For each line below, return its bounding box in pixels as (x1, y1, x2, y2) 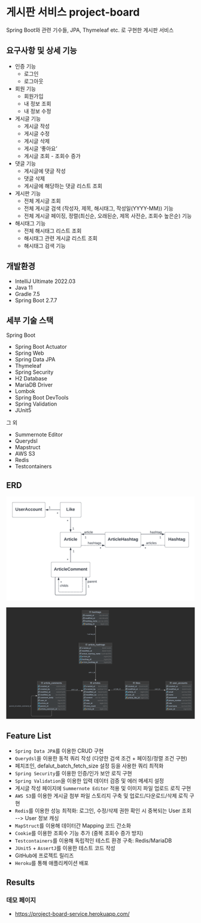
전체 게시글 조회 (23, 197, 61, 204)
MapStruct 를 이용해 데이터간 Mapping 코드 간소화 (14, 822, 132, 829)
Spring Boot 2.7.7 (14, 297, 57, 304)
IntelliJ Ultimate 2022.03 (14, 278, 76, 285)
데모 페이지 (6, 896, 36, 904)
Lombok (14, 388, 36, 395)
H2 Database (14, 375, 48, 382)
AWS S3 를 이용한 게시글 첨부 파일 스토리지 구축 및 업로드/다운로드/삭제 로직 (14, 792, 188, 799)
